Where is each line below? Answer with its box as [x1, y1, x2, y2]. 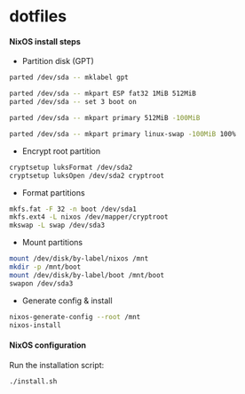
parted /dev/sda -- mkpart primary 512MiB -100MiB [9, 114, 201, 123]
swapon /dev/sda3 [9, 278, 74, 288]
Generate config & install [21, 295, 113, 306]
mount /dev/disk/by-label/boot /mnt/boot [9, 270, 165, 279]
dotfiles [9, 6, 67, 27]
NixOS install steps [9, 36, 82, 46]
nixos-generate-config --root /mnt [9, 312, 141, 321]
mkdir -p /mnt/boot [9, 262, 82, 272]
